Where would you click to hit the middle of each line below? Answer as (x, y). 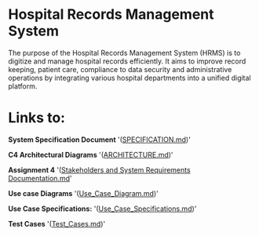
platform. (23, 86)
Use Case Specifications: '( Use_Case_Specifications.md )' (102, 209)
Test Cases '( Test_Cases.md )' (57, 223)
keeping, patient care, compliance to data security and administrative (120, 69)
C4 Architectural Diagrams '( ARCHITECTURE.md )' (91, 154)
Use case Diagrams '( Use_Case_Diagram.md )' (83, 193)
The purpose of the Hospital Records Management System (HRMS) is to (124, 53)
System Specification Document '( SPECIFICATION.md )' (99, 140)
